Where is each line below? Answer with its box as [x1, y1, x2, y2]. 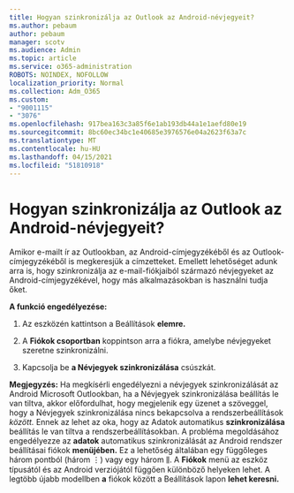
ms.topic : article [9, 54, 77, 63]
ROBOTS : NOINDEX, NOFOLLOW [9, 71, 109, 80]
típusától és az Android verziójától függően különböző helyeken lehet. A [9, 465, 271, 475]
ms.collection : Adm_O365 [9, 87, 101, 95]
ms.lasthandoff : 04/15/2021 [9, 152, 113, 162]
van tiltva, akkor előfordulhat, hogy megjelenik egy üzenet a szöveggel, [9, 398, 268, 409]
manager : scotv [9, 37, 65, 47]
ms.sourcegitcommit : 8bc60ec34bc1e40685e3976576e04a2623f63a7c [9, 128, 247, 137]
